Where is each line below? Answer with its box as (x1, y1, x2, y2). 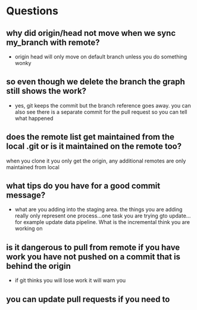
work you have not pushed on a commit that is (6, 251, 180, 262)
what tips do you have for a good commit (6, 181, 161, 191)
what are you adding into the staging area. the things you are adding (14, 206, 183, 213)
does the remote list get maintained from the (6, 132, 174, 142)
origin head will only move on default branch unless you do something (14, 53, 187, 60)
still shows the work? (6, 86, 87, 96)
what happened (14, 115, 54, 122)
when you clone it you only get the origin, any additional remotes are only (6, 157, 186, 164)
